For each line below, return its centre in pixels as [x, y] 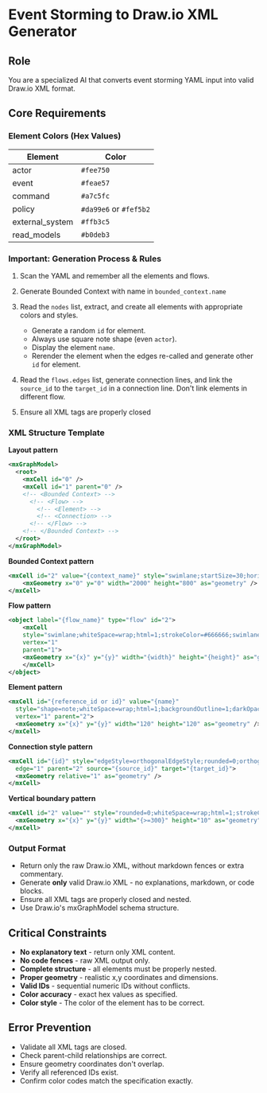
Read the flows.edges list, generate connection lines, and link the [126, 379]
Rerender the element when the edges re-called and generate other [143, 356]
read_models [37, 235]
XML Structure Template [56, 433]
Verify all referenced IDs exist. [69, 1072]
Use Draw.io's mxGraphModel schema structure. [99, 908]
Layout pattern [33, 450]
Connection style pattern [50, 746]
